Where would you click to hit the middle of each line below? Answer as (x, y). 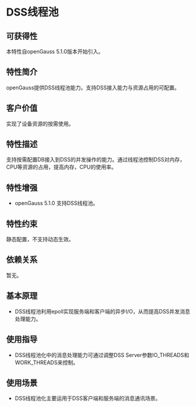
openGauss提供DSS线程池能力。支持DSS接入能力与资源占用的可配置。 (93, 88)
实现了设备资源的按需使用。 (40, 123)
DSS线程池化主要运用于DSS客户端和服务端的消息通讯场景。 (88, 398)
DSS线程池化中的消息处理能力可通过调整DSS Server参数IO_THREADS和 (102, 355)
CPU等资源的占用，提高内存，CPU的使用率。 (61, 167)
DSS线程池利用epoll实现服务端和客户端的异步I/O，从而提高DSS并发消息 (102, 311)
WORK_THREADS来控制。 (46, 362)
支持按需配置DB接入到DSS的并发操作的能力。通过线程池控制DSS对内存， (96, 160)
